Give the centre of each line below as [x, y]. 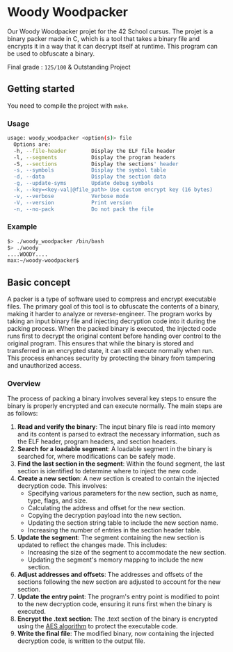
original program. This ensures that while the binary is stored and [101, 343]
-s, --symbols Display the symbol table [90, 170]
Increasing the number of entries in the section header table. [114, 530]
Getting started [41, 89]
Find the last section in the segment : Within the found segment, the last [121, 464]
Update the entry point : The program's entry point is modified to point [118, 597]
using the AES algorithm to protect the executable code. [97, 626]
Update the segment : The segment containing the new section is [111, 538]
